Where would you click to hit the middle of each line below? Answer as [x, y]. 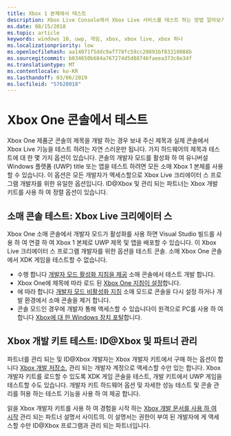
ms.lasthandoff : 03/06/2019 [47, 77]
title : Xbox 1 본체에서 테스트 [47, 13]
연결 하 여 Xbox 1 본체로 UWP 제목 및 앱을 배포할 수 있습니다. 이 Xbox [122, 242]
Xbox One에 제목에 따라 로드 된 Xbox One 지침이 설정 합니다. [99, 283]
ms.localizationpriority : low [51, 45]
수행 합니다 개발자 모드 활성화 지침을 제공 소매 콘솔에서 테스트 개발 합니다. [116, 274]
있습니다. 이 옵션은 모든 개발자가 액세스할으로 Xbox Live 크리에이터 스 [115, 175]
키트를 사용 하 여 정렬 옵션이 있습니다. [57, 192]
